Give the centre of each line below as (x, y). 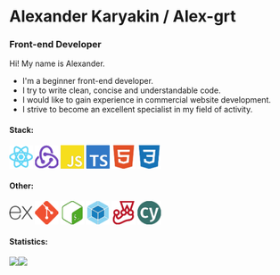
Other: (21, 186)
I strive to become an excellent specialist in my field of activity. (137, 110)
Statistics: (29, 242)
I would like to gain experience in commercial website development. (147, 100)
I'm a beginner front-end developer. (88, 81)
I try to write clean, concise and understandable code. (121, 90)
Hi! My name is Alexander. (57, 63)
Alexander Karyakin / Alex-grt (123, 17)
